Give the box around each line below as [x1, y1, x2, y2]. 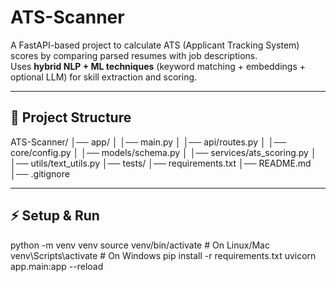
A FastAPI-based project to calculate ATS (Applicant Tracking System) [10, 39, 300, 51]
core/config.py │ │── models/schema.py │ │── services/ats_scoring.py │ [10, 146, 317, 158]
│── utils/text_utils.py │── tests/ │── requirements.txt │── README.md [10, 157, 312, 169]
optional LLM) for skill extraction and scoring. [10, 71, 198, 83]
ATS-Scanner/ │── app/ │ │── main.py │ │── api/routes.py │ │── [10, 136, 287, 148]
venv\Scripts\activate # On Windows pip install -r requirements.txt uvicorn [10, 249, 317, 261]
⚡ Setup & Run [10, 207, 100, 225]
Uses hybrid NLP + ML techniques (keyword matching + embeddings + [10, 60, 307, 72]
